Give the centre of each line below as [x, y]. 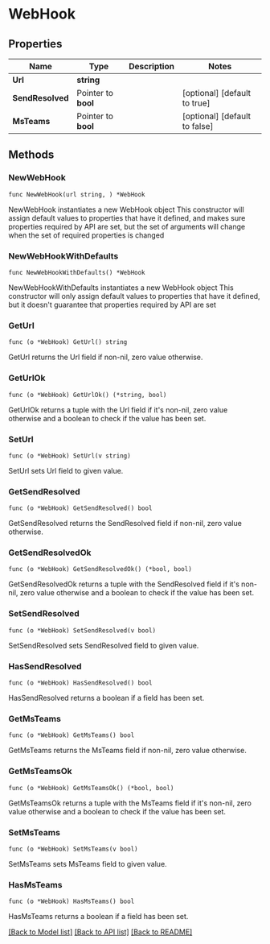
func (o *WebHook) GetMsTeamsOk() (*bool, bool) [91, 788]
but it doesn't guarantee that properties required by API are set [112, 304]
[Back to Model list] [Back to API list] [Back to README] [100, 932]
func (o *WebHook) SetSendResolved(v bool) [82, 630]
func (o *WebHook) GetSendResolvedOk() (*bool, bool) [100, 569]
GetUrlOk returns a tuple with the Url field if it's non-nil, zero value [118, 410]
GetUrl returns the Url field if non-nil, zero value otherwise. [106, 357]
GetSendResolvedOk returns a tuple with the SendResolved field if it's [124, 584]
